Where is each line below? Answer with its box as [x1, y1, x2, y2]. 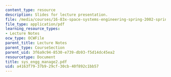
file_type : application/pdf [5, 21, 65, 27]
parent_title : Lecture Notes [5, 41, 67, 46]
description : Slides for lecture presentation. [5, 12, 108, 17]
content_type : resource [5, 7, 56, 13]
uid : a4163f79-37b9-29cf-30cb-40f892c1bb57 [5, 64, 99, 69]
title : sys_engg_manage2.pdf [5, 59, 67, 64]
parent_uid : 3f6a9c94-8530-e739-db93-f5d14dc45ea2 [5, 50, 115, 55]
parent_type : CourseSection [5, 45, 65, 50]
